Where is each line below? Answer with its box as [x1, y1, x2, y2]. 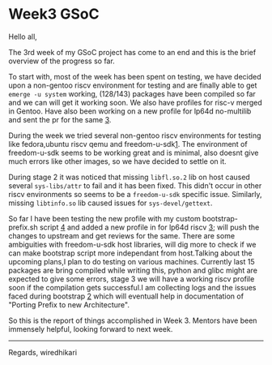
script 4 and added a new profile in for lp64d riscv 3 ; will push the [39, 222, 260, 232]
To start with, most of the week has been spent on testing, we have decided [8, 71, 261, 81]
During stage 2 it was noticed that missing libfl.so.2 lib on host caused [8, 172, 251, 182]
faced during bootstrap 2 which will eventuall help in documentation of [8, 291, 244, 301]
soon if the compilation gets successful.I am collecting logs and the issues [8, 282, 257, 292]
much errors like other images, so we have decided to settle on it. [8, 156, 227, 166]
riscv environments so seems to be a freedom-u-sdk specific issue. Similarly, [8, 189, 262, 199]
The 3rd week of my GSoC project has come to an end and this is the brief [8, 47, 257, 57]
